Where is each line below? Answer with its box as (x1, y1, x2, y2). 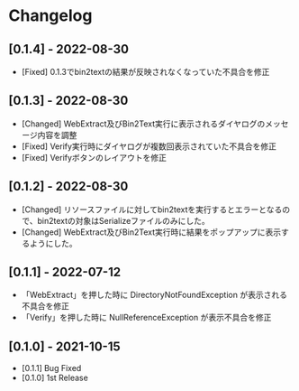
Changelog (8, 5, 93, 26)
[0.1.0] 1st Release (21, 372, 89, 384)
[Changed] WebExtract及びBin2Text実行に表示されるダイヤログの (21, 118, 266, 129)
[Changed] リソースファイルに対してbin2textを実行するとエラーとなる (21, 204, 283, 215)
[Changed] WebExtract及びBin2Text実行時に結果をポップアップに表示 (21, 227, 281, 237)
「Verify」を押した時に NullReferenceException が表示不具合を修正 (21, 312, 272, 323)
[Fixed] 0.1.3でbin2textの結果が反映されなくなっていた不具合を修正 (21, 67, 270, 77)
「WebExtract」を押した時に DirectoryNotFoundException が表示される (21, 290, 287, 301)
